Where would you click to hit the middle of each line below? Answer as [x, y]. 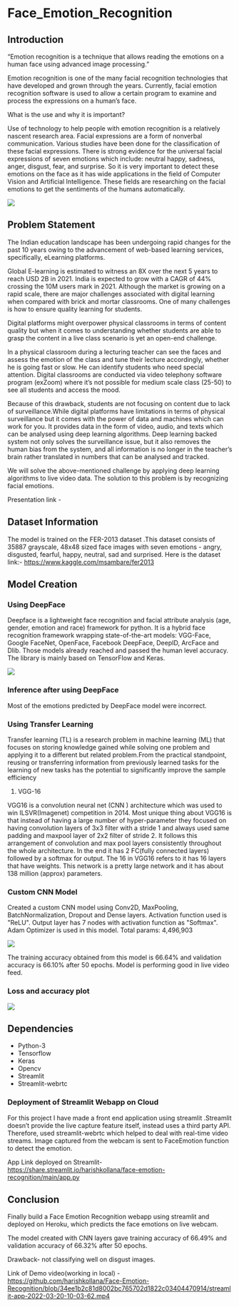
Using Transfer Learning [51, 724]
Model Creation [42, 584]
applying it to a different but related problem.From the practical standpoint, [117, 755]
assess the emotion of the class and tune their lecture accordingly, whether [118, 359]
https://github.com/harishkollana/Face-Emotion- [78, 1281]
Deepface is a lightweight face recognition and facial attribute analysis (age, [119, 620]
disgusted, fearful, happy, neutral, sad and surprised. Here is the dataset [114, 554]
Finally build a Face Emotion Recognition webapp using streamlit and [108, 1217]
